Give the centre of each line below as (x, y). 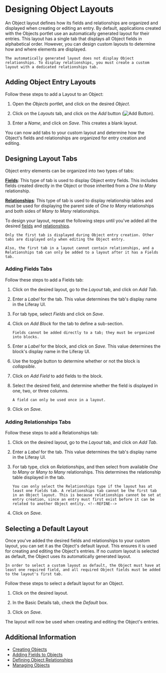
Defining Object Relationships (43, 660)
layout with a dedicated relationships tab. (52, 67)
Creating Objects (29, 649)
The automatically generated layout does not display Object (70, 58)
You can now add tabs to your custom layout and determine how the (75, 132)
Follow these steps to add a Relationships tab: (52, 433)
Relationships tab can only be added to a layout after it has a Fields (82, 252)
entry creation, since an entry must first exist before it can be (83, 499)
